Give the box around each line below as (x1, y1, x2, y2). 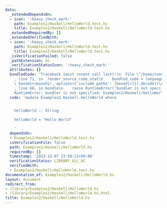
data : (5, 7, 16, 12)
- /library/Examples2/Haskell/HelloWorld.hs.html (5, 191, 110, 196)
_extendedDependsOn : (9, 12, 52, 17)
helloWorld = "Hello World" (14, 117, 72, 122)
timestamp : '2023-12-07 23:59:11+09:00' (9, 154, 94, 159)
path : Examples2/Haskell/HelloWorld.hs (9, 144, 92, 149)
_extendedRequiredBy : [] (9, 30, 61, 35)
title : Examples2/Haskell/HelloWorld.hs (5, 196, 90, 201)
